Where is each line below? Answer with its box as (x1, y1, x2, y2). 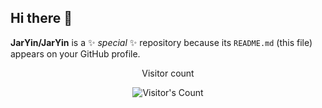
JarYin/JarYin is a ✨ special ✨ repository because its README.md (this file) (10, 36, 313, 48)
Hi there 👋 (10, 10, 73, 27)
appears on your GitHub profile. (10, 47, 141, 60)
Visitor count (141, 67, 195, 79)
